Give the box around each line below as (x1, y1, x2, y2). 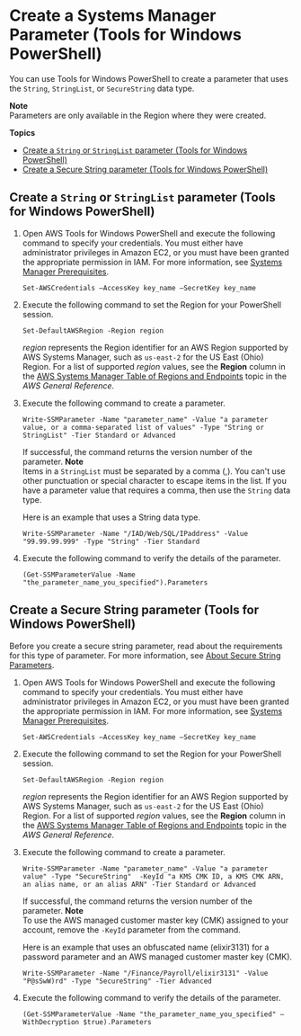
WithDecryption (22, 1017, 80, 1026)
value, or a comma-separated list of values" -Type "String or (22, 423, 265, 432)
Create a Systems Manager (9, 5, 217, 26)
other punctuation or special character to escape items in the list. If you (22, 475, 288, 486)
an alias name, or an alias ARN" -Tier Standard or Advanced (22, 880, 257, 889)
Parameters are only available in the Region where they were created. (9, 110, 267, 121)
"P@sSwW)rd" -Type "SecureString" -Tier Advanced (22, 977, 213, 986)
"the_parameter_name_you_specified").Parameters (22, 577, 208, 587)
